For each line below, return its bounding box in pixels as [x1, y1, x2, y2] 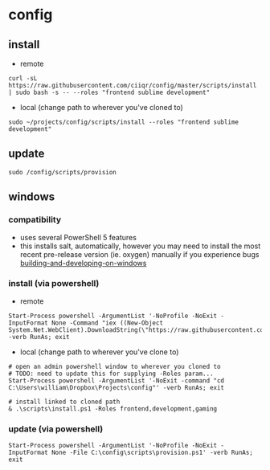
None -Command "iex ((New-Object [51, 319, 163, 327]
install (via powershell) [8, 278, 100, 289]
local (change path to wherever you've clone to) [19, 347, 179, 357]
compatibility [8, 215, 62, 226]
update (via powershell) [8, 423, 104, 435]
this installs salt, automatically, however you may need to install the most [19, 241, 261, 251]
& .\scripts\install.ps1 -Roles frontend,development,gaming [8, 404, 218, 413]
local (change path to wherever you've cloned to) [19, 103, 183, 112]
